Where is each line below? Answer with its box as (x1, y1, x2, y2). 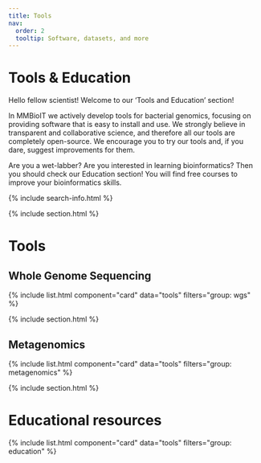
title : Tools (8, 11, 52, 20)
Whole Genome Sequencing (8, 268, 152, 282)
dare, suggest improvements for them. (8, 145, 135, 155)
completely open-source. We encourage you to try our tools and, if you (8, 137, 243, 146)
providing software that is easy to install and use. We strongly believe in (8, 120, 246, 129)
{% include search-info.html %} (8, 194, 113, 203)
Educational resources (8, 412, 162, 430)
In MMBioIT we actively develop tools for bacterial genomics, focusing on (8, 111, 251, 121)
